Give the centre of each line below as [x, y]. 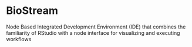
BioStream [32, 11]
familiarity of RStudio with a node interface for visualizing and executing [93, 32]
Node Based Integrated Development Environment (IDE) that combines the [96, 27]
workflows [19, 39]
